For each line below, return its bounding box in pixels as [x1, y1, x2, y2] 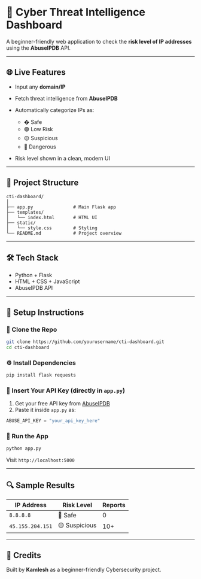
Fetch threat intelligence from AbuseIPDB [14, 95, 118, 102]
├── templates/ [6, 209, 44, 215]
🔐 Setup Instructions [6, 307, 84, 317]
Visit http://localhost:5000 [6, 456, 75, 463]
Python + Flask [14, 272, 53, 279]
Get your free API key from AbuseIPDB [14, 400, 111, 407]
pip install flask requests [6, 372, 77, 378]
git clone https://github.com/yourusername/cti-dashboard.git [6, 339, 165, 345]
